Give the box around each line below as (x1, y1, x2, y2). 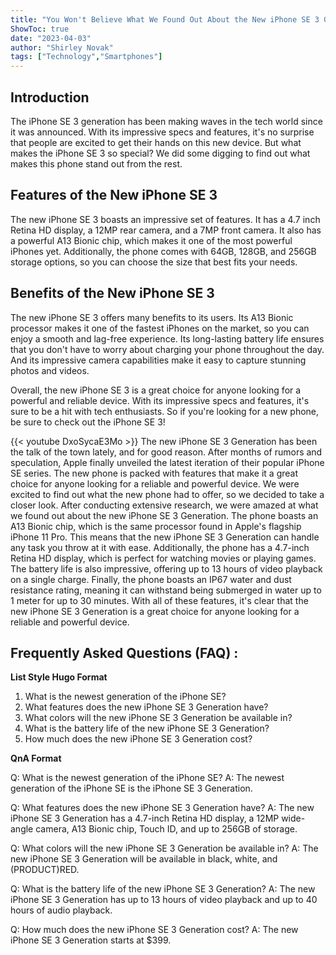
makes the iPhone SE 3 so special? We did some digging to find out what (10, 147, 311, 159)
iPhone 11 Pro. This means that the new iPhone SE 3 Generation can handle (10, 531, 320, 543)
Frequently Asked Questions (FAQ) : (10, 644, 239, 661)
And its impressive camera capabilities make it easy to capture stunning (10, 354, 307, 366)
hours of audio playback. (10, 904, 113, 916)
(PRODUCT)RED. (10, 864, 80, 876)
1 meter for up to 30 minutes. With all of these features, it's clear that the (10, 594, 309, 606)
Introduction (10, 89, 90, 106)
